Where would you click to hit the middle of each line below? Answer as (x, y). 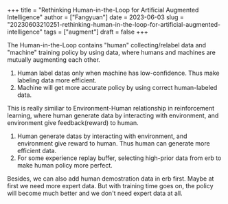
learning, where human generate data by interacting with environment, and (113, 115)
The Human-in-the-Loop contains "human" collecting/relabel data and (107, 45)
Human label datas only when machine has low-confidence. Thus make (118, 73)
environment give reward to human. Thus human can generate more (114, 143)
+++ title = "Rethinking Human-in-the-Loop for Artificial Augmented (103, 10)
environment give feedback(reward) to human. (73, 123)
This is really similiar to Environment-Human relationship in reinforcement (111, 108)
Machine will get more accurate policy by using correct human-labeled (117, 88)
